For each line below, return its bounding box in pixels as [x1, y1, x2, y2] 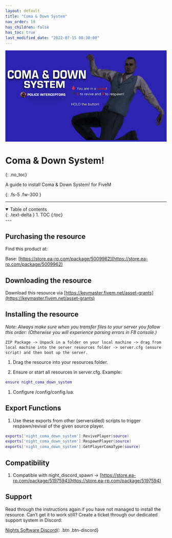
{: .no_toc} [5, 172, 27, 178]
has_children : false [5, 25, 50, 30]
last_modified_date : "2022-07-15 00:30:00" [5, 35, 100, 41]
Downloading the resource [5, 276, 92, 285]
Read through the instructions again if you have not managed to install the [5, 506, 161, 512]
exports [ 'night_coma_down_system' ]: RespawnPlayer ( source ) [5, 439, 132, 444]
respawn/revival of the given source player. [12, 423, 104, 429]
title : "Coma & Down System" [5, 13, 68, 19]
